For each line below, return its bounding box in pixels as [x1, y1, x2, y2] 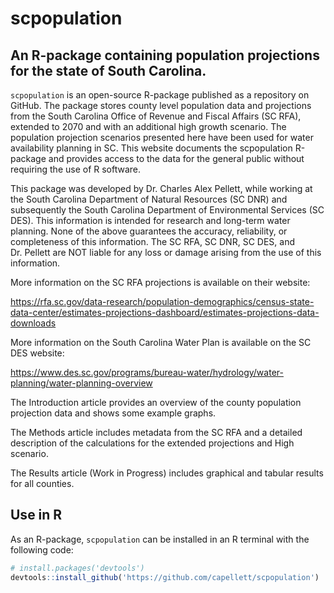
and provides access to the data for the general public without [48, 153, 305, 164]
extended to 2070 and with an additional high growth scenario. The [10, 121, 287, 132]
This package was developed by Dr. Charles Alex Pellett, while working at [10, 183, 313, 194]
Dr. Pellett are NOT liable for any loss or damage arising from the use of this [10, 247, 322, 258]
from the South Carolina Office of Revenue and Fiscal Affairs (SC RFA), [10, 110, 302, 122]
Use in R [10, 507, 63, 524]
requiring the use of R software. [10, 163, 142, 175]
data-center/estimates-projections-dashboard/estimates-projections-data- [10, 307, 320, 318]
